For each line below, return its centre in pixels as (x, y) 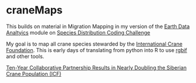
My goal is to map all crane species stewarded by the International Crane (94, 44)
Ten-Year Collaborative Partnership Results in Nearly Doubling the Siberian (96, 67)
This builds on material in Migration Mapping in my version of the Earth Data (98, 26)
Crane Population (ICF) (34, 74)
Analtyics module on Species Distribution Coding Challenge (78, 32)
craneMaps (34, 10)
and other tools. (25, 56)
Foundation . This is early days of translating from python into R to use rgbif (97, 50)
